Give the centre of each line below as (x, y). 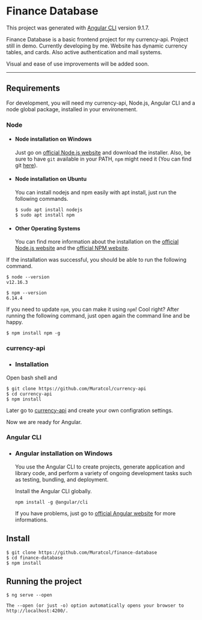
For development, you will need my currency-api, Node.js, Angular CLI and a (101, 103)
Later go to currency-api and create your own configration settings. (90, 410)
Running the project (44, 581)
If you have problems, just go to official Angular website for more (95, 513)
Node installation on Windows (53, 139)
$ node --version (28, 277)
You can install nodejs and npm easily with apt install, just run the (96, 192)
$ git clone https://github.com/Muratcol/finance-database (82, 552)
